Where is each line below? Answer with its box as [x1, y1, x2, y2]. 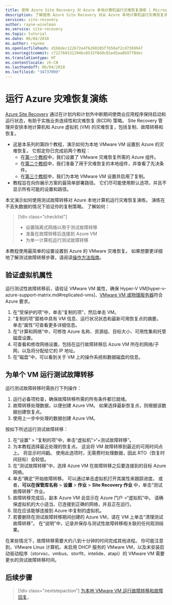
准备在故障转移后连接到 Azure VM [25, 230, 97, 236]
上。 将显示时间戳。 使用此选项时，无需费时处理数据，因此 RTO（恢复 [12, 450, 160, 456]
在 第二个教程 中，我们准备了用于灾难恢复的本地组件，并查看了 [20, 160, 151, 167]
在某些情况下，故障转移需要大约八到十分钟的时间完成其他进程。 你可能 [5, 537, 155, 543]
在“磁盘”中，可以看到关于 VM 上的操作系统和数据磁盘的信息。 [12, 354, 143, 360]
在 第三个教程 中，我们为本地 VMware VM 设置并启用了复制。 [20, 173, 148, 179]
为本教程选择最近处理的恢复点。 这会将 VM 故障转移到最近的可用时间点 [12, 443, 163, 449]
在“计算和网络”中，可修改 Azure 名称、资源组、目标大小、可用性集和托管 [12, 328, 166, 334]
